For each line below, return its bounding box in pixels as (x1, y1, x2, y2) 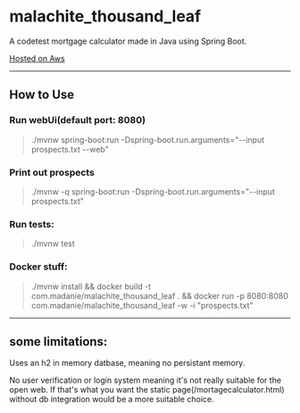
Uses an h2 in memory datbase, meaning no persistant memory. (9, 358, 246, 368)
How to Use (9, 87, 75, 103)
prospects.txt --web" (30, 144, 109, 154)
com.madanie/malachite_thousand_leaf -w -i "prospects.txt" (30, 300, 254, 310)
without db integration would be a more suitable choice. (9, 394, 214, 405)
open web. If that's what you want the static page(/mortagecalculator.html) (9, 384, 285, 395)
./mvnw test (30, 238, 76, 249)
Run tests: (9, 218, 55, 230)
